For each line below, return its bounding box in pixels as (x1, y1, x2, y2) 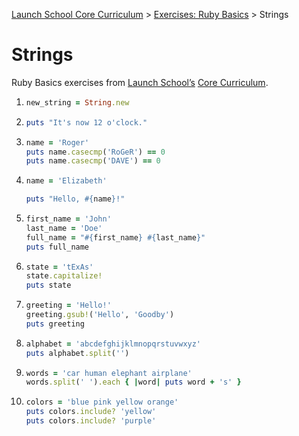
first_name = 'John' (25, 214, 112, 224)
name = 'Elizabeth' (25, 176, 108, 186)
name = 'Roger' (25, 137, 90, 148)
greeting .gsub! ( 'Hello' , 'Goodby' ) (25, 310, 175, 320)
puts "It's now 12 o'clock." (25, 117, 148, 128)
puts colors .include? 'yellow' (25, 407, 157, 417)
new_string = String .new (25, 97, 130, 108)
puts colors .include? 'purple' (25, 416, 157, 426)
